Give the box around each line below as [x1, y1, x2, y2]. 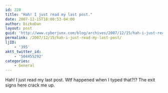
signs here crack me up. [5, 82, 55, 88]
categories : [5, 58, 30, 63]
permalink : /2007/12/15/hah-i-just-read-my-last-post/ [5, 35, 122, 40]
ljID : [5, 40, 16, 45]
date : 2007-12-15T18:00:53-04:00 [5, 16, 75, 21]
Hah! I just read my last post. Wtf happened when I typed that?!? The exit [5, 77, 155, 83]
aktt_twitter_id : [5, 49, 41, 54]
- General [14, 63, 35, 68]
